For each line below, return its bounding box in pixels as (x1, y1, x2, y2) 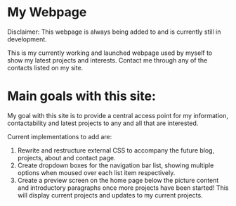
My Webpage (7, 4, 87, 20)
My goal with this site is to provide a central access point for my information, (7, 111, 229, 120)
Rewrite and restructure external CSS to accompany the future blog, (17, 146, 215, 155)
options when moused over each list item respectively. (17, 168, 176, 176)
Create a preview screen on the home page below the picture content (17, 176, 219, 184)
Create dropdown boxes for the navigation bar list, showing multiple (17, 161, 214, 169)
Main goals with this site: (7, 89, 156, 104)
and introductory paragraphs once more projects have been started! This (17, 184, 229, 192)
